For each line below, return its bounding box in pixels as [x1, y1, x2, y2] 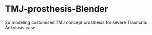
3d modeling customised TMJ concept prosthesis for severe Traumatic [5, 19, 148, 25]
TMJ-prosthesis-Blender [5, 3, 108, 15]
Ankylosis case [5, 24, 36, 30]
